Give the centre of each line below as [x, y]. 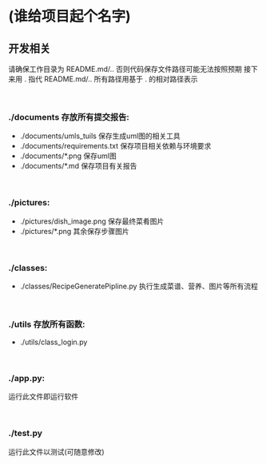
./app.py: [27, 379]
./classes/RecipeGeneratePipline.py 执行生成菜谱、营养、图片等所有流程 [139, 286]
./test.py [25, 434]
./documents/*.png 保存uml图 [68, 156]
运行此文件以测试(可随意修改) [57, 451]
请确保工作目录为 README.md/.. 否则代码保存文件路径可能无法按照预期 [125, 69]
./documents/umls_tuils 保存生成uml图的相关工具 [100, 136]
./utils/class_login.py [54, 342]
